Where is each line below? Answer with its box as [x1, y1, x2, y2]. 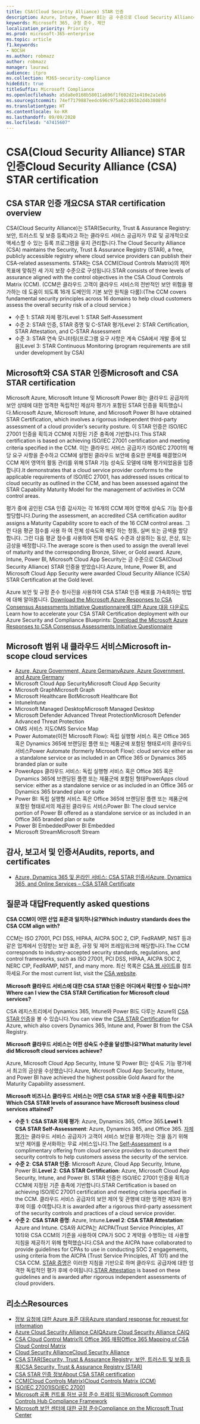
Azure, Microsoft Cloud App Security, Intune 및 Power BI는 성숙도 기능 [6, 1060, 176, 1067]
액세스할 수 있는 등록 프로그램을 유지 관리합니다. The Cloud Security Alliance [6, 239, 186, 246]
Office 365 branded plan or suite [14, 815, 95, 822]
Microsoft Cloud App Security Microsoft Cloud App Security [14, 680, 161, 687]
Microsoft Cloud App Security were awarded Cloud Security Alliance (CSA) [6, 569, 190, 577]
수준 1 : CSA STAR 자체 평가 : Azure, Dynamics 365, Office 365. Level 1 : [14, 1118, 183, 1125]
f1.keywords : [6, 42, 39, 48]
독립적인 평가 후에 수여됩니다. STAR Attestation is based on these [26, 1266, 180, 1274]
